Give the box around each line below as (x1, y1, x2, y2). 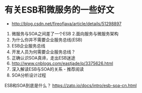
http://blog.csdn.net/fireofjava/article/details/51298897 (11, 20, 122, 27)
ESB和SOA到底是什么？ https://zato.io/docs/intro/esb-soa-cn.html (4, 82, 137, 88)
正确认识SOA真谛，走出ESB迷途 (11, 55, 76, 61)
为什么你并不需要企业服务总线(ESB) (11, 37, 83, 43)
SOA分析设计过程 (11, 72, 47, 78)
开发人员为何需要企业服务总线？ (11, 49, 76, 55)
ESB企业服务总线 (11, 43, 46, 48)
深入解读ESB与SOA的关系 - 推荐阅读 (11, 66, 84, 72)
